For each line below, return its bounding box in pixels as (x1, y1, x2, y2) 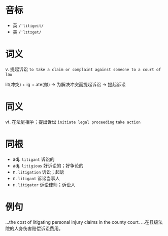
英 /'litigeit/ (12, 22, 44, 28)
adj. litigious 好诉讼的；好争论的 (12, 162, 84, 168)
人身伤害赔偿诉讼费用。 (14, 225, 63, 231)
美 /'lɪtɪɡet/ (12, 28, 42, 35)
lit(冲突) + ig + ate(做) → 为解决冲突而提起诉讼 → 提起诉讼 (5, 81, 126, 87)
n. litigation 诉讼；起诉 (12, 168, 64, 175)
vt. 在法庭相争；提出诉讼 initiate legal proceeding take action (5, 119, 141, 125)
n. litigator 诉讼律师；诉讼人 (12, 181, 76, 188)
